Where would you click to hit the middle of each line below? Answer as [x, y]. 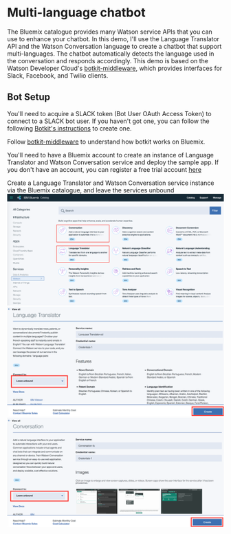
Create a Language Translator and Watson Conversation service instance [111, 183]
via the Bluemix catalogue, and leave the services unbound [91, 190]
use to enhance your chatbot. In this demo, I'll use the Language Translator [113, 38]
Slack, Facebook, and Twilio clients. [58, 75]
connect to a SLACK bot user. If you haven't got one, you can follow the [108, 121]
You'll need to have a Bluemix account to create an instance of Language [111, 155]
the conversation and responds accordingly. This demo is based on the [108, 60]
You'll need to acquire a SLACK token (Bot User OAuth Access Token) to [109, 113]
